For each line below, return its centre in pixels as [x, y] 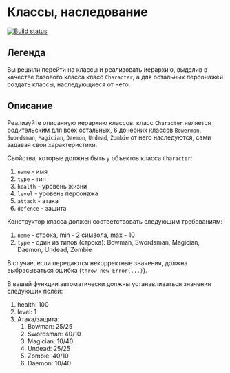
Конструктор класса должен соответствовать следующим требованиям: [115, 221]
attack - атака [38, 200]
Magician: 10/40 [50, 341]
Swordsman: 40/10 [54, 334]
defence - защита [42, 208]
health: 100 [33, 304]
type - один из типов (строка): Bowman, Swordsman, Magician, [108, 242]
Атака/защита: [38, 319]
